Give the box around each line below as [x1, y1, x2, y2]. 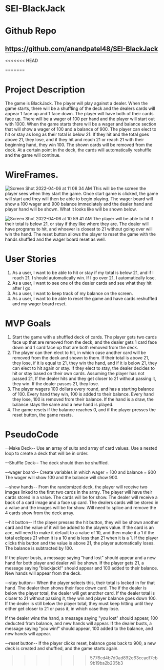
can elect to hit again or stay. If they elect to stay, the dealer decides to [12, 365, 155, 371]
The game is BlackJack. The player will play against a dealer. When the [5, 101, 148, 106]
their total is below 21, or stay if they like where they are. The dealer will [5, 221, 149, 227]
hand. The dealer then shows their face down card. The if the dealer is [5, 585, 147, 591]
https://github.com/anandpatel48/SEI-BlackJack [5, 44, 158, 53]
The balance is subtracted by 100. [5, 545, 73, 551]
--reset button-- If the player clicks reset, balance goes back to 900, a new [5, 640, 156, 646]
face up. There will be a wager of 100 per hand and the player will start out [5, 116, 155, 122]
